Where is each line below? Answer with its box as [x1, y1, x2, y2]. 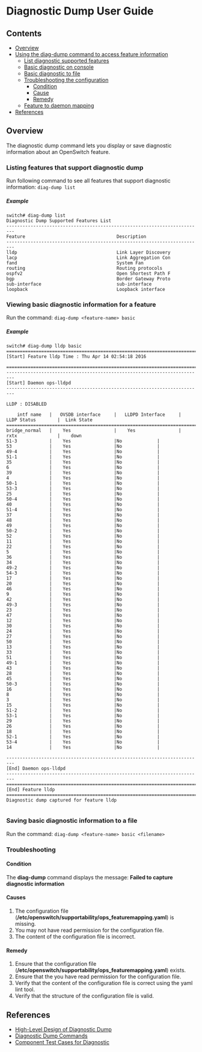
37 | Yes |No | [6, 512, 161, 518]
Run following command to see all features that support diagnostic [6, 177, 171, 185]
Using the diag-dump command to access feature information [14, 51, 168, 58]
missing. [14, 920, 36, 927]
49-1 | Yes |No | [6, 660, 161, 666]
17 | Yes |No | [6, 575, 161, 582]
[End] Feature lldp [6, 786, 55, 793]
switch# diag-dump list [6, 212, 66, 218]
